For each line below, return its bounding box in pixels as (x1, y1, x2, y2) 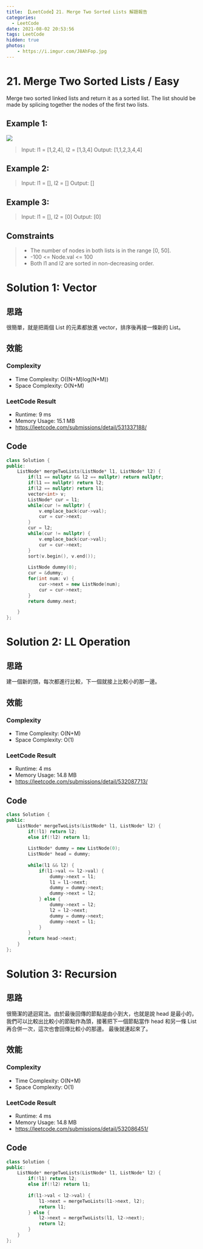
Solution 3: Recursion (6, 967, 117, 981)
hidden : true (6, 37, 39, 43)
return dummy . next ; (28, 598, 78, 604)
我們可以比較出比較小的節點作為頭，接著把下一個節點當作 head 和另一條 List (6, 1018, 197, 1025)
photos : (6, 43, 26, 49)
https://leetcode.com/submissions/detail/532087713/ (15, 778, 148, 785)
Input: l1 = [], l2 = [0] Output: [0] (21, 213, 101, 221)
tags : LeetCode (6, 32, 45, 38)
